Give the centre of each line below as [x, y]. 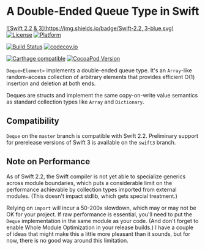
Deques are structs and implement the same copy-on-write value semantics [102, 95]
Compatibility [33, 121]
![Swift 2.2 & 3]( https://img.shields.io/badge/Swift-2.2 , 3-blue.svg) [90, 28]
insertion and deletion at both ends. [51, 83]
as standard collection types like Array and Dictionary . [76, 102]
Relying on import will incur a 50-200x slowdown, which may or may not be [102, 208]
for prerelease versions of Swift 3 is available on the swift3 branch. [91, 142]
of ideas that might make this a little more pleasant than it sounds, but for [99, 233]
